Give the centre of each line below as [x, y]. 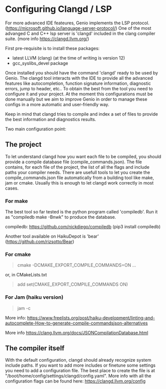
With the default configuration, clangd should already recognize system [78, 360]
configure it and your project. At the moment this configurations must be [79, 94]
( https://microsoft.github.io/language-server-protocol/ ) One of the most [78, 28]
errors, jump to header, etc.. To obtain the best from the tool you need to [79, 88]
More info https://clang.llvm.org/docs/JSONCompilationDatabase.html [77, 332]
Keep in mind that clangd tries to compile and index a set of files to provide [82, 114]
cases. [12, 188]
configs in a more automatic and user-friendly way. [57, 104]
